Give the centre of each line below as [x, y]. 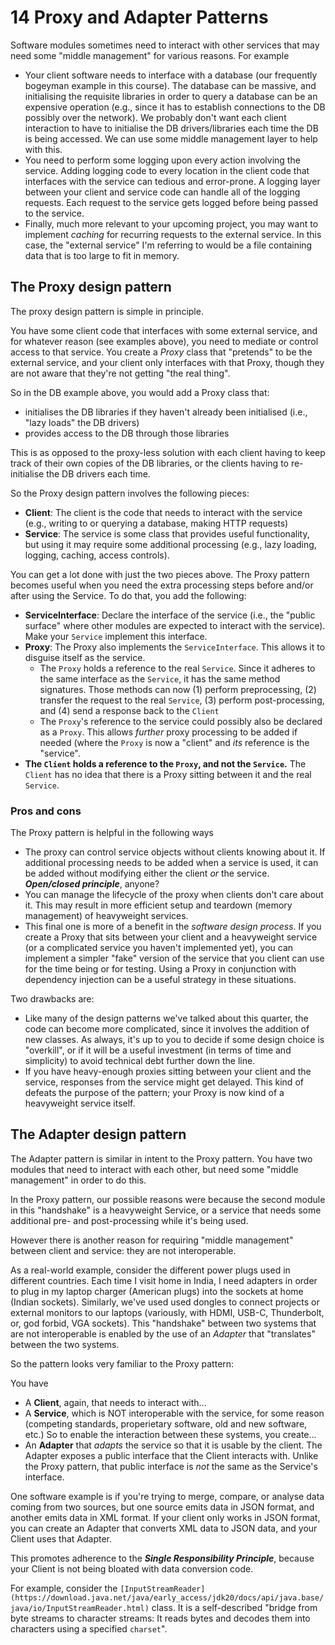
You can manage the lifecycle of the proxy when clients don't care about [174, 895]
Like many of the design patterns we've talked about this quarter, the [166, 1018]
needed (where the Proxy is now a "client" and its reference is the [174, 742]
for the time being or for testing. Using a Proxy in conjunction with [160, 969]
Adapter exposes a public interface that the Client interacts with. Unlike [171, 1455]
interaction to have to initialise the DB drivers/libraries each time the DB [171, 128]
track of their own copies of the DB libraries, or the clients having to [149, 463]
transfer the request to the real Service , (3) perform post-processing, [182, 700]
